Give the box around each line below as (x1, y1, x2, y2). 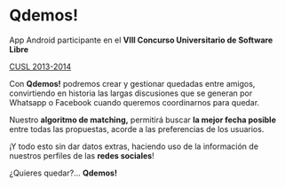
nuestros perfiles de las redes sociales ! (9, 150, 154, 160)
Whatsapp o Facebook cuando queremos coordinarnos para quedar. (9, 97, 260, 107)
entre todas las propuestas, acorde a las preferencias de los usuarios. (9, 123, 265, 134)
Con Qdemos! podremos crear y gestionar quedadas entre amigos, (9, 78, 256, 89)
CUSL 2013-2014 (9, 61, 72, 72)
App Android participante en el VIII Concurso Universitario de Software (9, 35, 273, 45)
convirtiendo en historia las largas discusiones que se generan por (9, 88, 253, 98)
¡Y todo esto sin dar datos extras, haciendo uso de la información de (9, 141, 259, 152)
